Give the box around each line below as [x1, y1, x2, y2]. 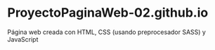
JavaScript [7, 35, 39, 43]
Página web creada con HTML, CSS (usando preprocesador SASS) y [7, 28, 206, 36]
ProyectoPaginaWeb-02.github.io [7, 5, 209, 21]
